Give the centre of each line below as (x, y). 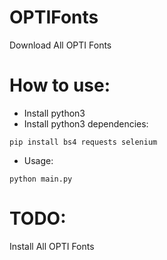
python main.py (41, 179)
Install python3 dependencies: (86, 123)
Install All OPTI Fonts (52, 246)
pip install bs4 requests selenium (83, 142)
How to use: (60, 85)
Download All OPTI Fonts (60, 45)
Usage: (38, 160)
